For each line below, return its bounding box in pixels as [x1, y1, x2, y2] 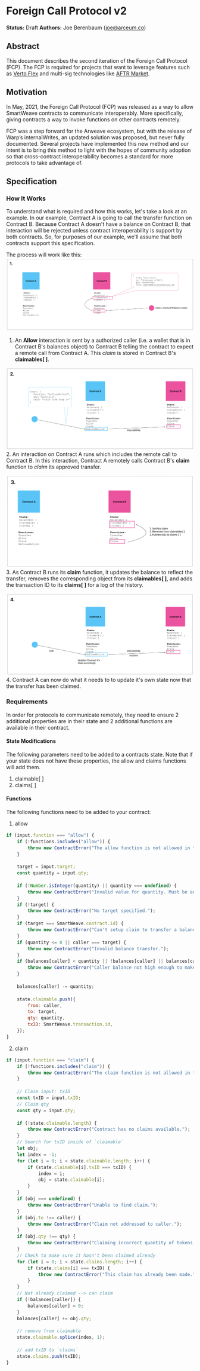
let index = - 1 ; [17, 1152, 58, 1158]
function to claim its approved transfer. [6, 463, 102, 470]
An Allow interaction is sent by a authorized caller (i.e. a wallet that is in [14, 336, 190, 344]
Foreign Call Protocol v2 [6, 4, 127, 18]
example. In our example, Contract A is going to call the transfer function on [6, 214, 192, 222]
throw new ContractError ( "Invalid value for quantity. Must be [27, 889, 187, 895]
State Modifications [6, 737, 57, 745]
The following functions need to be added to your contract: [6, 808, 151, 815]
